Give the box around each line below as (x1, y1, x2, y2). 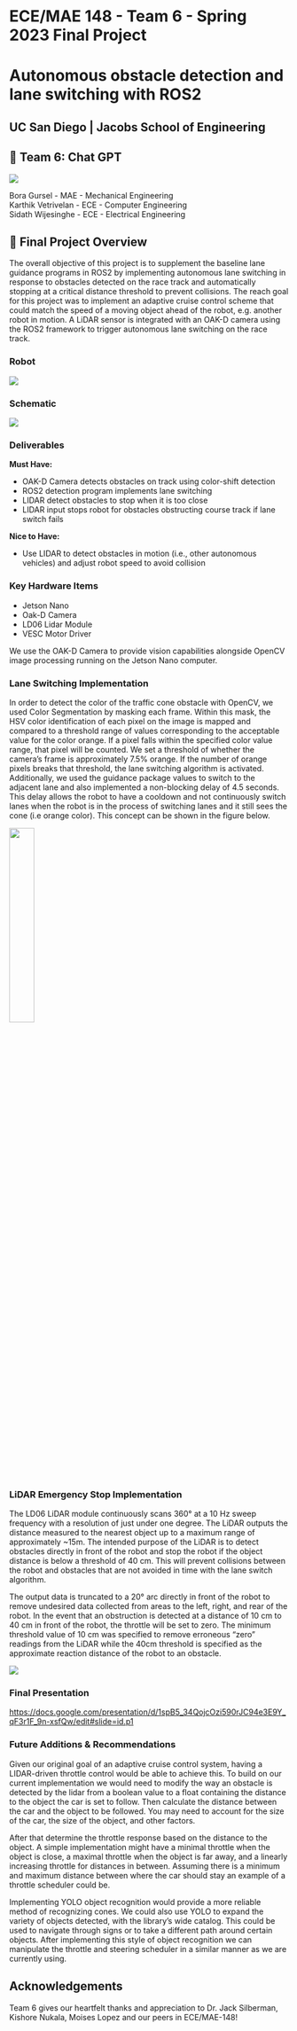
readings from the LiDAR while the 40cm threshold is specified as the (9, 1638, 263, 1650)
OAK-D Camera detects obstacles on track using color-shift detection (21, 476, 276, 487)
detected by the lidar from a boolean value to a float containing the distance (9, 1786, 286, 1797)
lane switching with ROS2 (9, 84, 202, 105)
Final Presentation (9, 1687, 90, 1699)
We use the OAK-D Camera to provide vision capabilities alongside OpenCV (9, 645, 285, 656)
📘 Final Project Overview (9, 234, 148, 249)
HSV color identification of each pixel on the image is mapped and (9, 715, 251, 726)
